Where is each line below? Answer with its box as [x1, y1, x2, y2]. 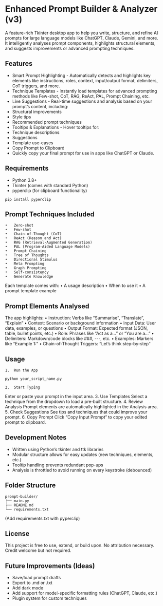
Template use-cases [12, 140, 54, 146]
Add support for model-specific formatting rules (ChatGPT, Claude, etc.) [12, 590, 158, 596]
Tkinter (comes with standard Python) [12, 182, 89, 188]
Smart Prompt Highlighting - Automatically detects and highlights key [12, 72, 151, 78]
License [5, 530, 30, 538]
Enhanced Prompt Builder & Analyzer [5, 3, 158, 15]
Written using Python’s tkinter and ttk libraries [12, 446, 104, 452]
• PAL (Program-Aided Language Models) [5, 245, 91, 249]
